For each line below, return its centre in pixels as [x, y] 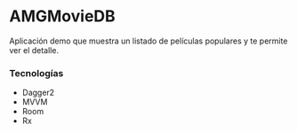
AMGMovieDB [62, 16]
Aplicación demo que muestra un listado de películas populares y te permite [148, 41]
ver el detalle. [34, 50]
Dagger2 [38, 93]
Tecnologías [36, 73]
